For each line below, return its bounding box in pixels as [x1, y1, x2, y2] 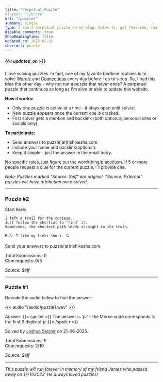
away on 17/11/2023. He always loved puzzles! [5, 371, 98, 377]
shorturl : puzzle [5, 43, 40, 48]
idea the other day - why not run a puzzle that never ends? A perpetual [5, 81, 147, 87]
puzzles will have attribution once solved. [5, 178, 88, 185]
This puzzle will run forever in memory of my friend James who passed [5, 366, 148, 372]
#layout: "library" [5, 12, 45, 17]
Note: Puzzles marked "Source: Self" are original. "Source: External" [5, 174, 143, 179]
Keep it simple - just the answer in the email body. [12, 149, 112, 156]
